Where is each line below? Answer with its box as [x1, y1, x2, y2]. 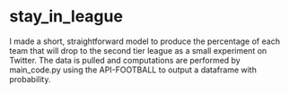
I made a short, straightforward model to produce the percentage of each [9, 36, 281, 46]
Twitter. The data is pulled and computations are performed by [9, 55, 241, 65]
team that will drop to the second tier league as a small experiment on [9, 45, 267, 55]
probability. [9, 73, 51, 84]
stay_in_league [9, 6, 124, 27]
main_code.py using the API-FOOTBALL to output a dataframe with [9, 64, 258, 75]
